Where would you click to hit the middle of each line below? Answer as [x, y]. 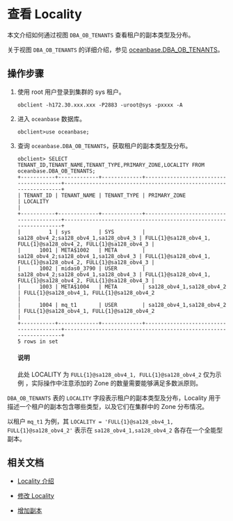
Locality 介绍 [35, 481]
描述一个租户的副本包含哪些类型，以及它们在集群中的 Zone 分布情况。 [108, 406]
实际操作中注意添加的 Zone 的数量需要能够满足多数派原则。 [116, 383]
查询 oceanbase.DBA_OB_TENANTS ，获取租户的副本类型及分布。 [104, 145]
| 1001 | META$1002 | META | [81, 250]
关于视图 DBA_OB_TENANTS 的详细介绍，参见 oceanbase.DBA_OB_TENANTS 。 [115, 49]
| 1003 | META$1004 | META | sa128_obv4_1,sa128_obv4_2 [122, 287]
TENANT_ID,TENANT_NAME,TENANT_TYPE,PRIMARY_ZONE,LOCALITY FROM [111, 165]
